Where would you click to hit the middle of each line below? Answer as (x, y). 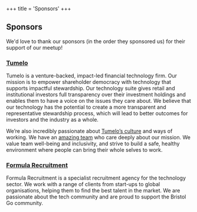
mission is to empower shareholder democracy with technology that (89, 82)
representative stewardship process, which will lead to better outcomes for (97, 113)
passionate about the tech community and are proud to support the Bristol (96, 197)
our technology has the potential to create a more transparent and (86, 107)
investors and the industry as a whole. (52, 120)
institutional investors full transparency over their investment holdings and (96, 94)
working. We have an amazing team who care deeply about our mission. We (98, 138)
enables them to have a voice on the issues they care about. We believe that (99, 101)
